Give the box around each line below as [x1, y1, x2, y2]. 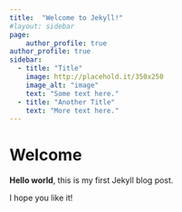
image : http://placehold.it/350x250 [25, 72, 165, 82]
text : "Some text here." [25, 89, 120, 98]
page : [9, 30, 30, 39]
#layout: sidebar [9, 22, 75, 31]
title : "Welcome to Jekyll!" [9, 13, 124, 23]
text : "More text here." [25, 106, 120, 115]
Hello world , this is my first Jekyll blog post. [9, 175, 174, 186]
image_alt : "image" [25, 81, 100, 90]
